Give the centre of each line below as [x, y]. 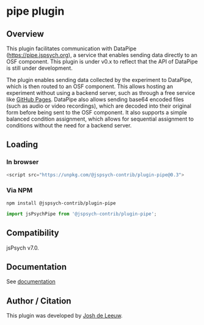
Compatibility [33, 233]
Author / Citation [39, 301]
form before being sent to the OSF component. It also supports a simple [97, 112]
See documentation [31, 282]
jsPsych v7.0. [23, 248]
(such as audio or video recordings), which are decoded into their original [99, 106]
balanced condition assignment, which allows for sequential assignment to [100, 119]
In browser [23, 162]
